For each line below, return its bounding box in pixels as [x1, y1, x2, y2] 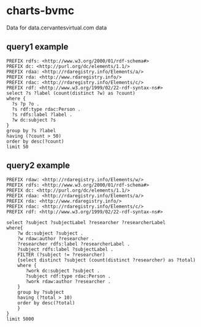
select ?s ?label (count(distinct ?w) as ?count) [6, 90, 136, 96]
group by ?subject [17, 289, 64, 295]
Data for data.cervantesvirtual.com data [6, 24, 107, 31]
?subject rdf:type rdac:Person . [25, 273, 112, 279]
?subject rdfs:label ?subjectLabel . [17, 246, 114, 252]
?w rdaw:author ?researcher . [17, 235, 95, 242]
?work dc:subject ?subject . [25, 268, 100, 274]
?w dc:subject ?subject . [17, 230, 84, 236]
